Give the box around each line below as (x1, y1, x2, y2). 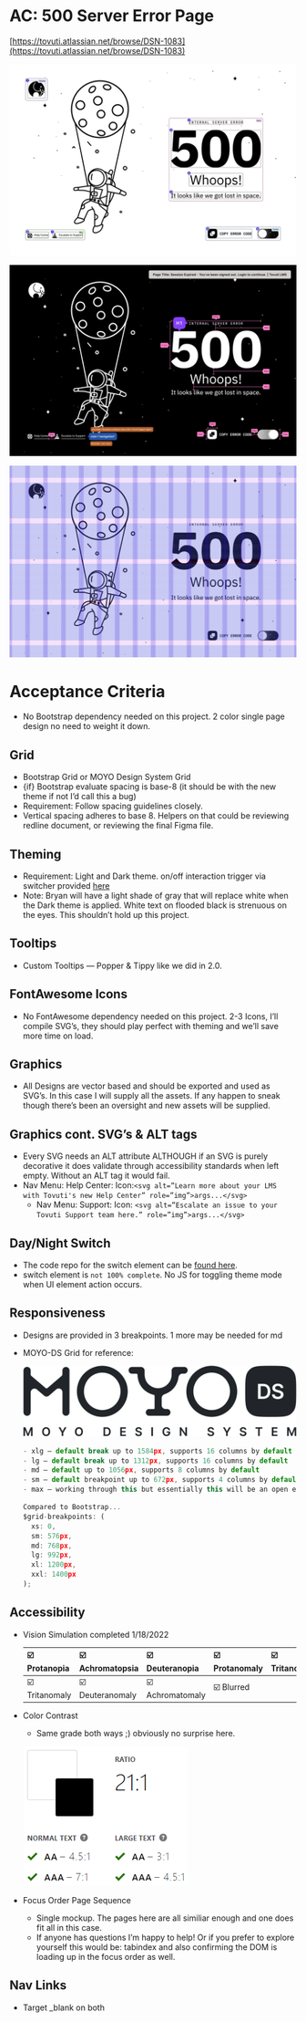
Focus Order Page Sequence (22, 1894, 132, 1905)
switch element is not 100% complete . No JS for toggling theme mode (22, 1269, 282, 1280)
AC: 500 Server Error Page (9, 5, 215, 26)
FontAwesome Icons (9, 986, 127, 1002)
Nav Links (9, 1977, 66, 1994)
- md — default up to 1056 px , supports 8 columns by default (22, 1465, 260, 1475)
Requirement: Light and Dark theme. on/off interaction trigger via (22, 870, 267, 881)
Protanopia (26, 1662, 70, 1674)
